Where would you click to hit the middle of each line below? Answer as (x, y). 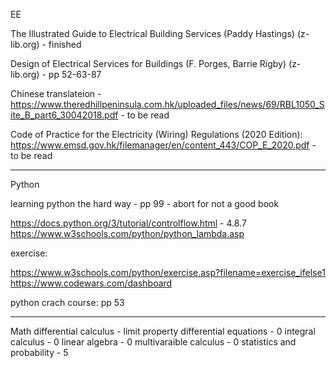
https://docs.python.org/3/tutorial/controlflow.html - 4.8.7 (128, 223)
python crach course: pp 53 (67, 302)
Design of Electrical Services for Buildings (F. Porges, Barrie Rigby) (148, 63)
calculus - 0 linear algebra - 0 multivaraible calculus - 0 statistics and (153, 342)
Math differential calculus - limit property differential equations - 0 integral (163, 331)
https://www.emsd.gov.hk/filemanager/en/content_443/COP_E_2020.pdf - (163, 145)
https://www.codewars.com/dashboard (91, 283)
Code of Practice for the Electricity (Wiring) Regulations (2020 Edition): (156, 134)
